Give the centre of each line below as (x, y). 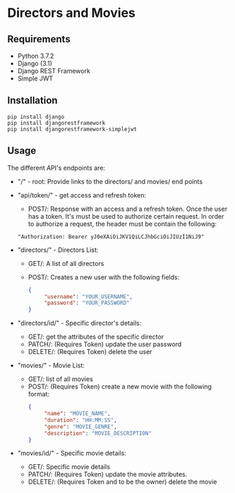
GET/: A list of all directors (66, 263)
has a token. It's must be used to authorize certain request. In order (126, 216)
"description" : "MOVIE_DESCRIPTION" (98, 433)
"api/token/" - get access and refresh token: (82, 195)
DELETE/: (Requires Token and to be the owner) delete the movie (122, 482)
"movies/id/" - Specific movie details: (72, 454)
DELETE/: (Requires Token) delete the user (90, 352)
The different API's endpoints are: (56, 168)
